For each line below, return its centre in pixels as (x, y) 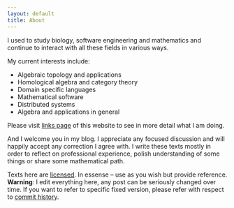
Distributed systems (46, 104)
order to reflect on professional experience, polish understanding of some (114, 154)
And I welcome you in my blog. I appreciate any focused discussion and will (116, 139)
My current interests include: (49, 61)
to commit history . (33, 197)
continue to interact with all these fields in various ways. (88, 47)
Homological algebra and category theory (78, 82)
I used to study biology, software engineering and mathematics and (104, 40)
